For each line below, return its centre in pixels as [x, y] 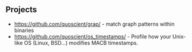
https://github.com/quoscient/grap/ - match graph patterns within [94, 24]
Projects [21, 10]
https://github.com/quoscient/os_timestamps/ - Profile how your [92, 36]
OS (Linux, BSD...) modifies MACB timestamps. [81, 43]
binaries [24, 30]
